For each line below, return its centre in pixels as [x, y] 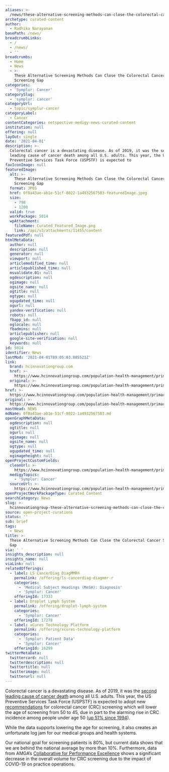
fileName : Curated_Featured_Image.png [55, 226]
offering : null [21, 132]
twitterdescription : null [37, 662]
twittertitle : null [30, 667]
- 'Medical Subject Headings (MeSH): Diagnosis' [70, 587]
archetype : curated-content [35, 19]
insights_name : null [27, 559]
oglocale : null [26, 324]
